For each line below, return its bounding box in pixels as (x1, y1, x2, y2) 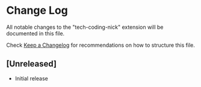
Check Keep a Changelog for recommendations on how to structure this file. (6, 41, 196, 49)
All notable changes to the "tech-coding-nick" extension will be (6, 23, 164, 31)
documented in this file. (6, 29, 65, 37)
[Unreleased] (6, 59, 57, 69)
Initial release (14, 74, 48, 82)
